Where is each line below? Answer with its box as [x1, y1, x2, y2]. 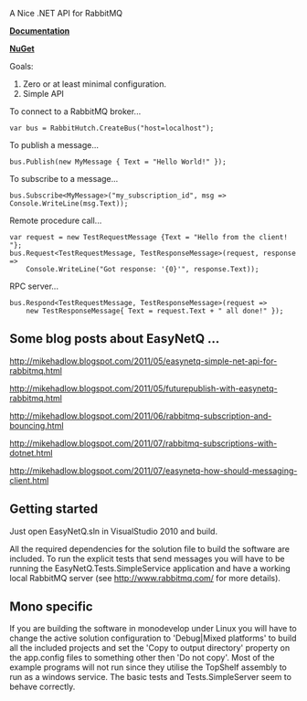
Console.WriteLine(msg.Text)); [9, 199, 129, 208]
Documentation [9, 26, 70, 36]
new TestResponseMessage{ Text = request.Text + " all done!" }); [26, 306, 284, 315]
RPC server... [9, 281, 59, 292]
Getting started [9, 502, 99, 517]
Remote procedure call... [9, 215, 102, 226]
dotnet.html [9, 447, 53, 458]
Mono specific [9, 599, 93, 615]
